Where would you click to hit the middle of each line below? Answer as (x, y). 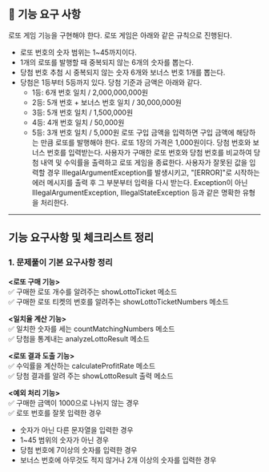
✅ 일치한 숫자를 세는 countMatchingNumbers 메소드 (92, 329)
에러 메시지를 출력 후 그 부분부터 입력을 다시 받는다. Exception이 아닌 (140, 182)
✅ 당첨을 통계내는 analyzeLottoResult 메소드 (79, 338)
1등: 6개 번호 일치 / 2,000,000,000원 (90, 92)
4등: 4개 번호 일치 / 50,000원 (78, 122)
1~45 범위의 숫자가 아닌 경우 (64, 440)
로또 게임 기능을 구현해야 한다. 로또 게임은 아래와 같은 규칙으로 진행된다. (120, 35)
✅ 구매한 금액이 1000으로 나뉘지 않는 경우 (74, 402)
